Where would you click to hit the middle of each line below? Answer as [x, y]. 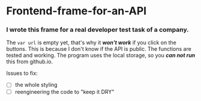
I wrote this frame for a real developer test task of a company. [97, 30]
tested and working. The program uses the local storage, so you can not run [101, 56]
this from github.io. [29, 62]
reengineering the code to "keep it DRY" [64, 91]
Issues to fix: [22, 74]
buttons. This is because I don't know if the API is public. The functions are [99, 49]
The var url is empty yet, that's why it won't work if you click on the [91, 42]
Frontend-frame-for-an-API [76, 11]
